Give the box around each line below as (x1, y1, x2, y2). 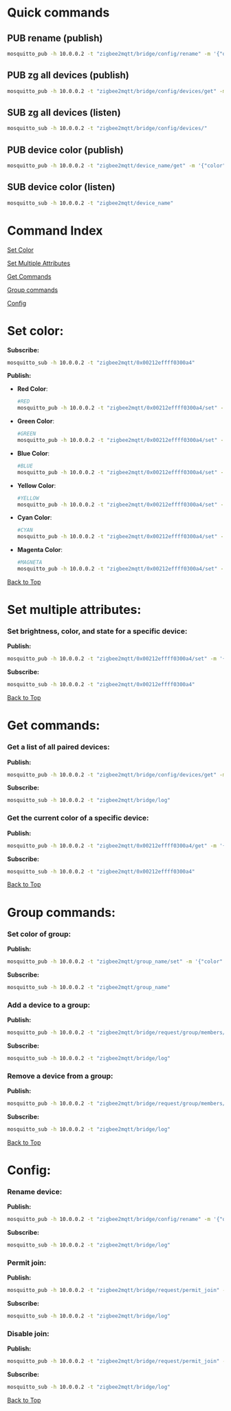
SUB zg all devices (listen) (7, 107, 122, 118)
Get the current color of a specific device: (7, 814, 149, 823)
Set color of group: (7, 929, 71, 939)
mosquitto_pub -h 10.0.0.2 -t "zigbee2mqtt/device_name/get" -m (7, 162, 195, 169)
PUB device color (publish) (7, 144, 124, 156)
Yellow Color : (16, 481, 56, 489)
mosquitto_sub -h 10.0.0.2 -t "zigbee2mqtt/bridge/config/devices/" (7, 125, 208, 132)
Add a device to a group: (7, 1000, 91, 1010)
